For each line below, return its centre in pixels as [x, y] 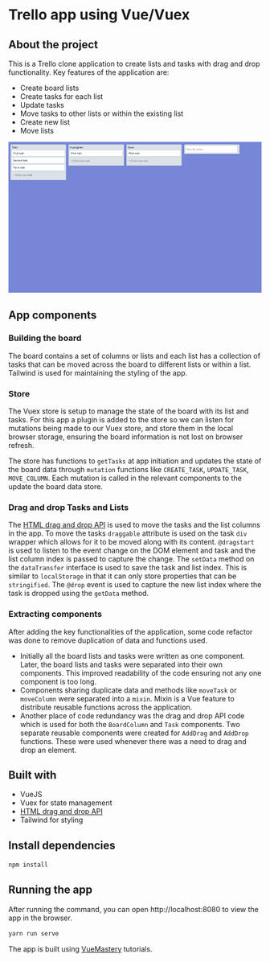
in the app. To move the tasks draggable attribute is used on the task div [128, 533]
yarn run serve [34, 933]
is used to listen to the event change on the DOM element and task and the [132, 551]
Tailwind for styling [51, 820]
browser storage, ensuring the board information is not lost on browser [126, 437]
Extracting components [55, 615]
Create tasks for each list [61, 97]
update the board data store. [55, 486]
